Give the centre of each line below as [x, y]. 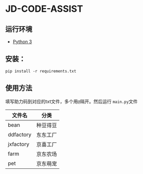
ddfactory [20, 135]
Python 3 [22, 42]
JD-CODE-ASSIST [44, 9]
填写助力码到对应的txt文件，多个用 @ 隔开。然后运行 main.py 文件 [71, 101]
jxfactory [19, 144]
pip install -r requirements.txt [41, 71]
